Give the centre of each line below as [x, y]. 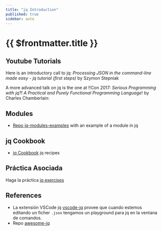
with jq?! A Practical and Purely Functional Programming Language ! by [77, 93]
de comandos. [27, 218]
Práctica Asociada [34, 168]
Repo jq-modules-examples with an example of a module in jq [75, 125]
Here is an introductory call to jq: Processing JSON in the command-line [79, 73]
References [24, 195]
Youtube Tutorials [33, 61]
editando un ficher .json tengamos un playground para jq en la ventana [85, 212]
